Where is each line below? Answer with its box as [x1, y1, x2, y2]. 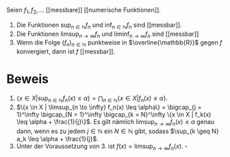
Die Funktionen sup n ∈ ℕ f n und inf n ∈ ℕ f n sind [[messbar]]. [16, 21, 182, 30]
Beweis [6, 71, 49, 87]
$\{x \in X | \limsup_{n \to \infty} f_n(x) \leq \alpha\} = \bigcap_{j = [16, 103, 202, 111]
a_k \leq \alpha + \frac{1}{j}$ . [16, 134, 99, 143]
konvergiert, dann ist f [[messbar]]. [16, 47, 116, 56]
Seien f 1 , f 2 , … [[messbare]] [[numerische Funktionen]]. [6, 6, 162, 16]
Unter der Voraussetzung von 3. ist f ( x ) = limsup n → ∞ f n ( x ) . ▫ [16, 142, 188, 152]
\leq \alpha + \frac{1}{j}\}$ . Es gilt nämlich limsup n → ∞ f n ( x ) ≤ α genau [16, 117, 215, 128]
